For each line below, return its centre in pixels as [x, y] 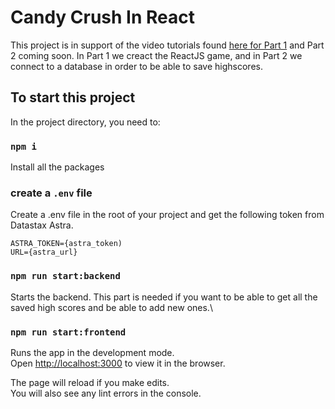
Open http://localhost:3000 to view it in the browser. [118, 363]
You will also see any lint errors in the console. [106, 393]
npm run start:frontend [68, 332]
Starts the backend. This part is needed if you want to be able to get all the [164, 297]
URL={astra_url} [44, 252]
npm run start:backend [65, 276]
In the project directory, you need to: [85, 122]
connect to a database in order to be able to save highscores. [136, 66]
